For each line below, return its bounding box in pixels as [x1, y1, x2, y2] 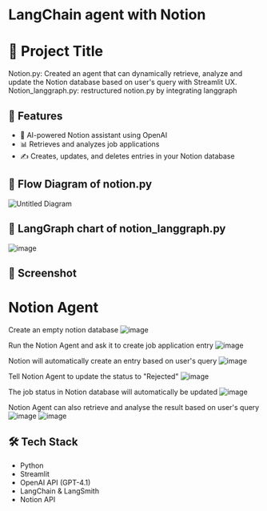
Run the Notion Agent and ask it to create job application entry [8, 340, 214, 350]
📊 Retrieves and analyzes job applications [19, 139, 160, 149]
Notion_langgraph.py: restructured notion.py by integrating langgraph [8, 86, 237, 95]
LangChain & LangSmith [19, 486, 100, 496]
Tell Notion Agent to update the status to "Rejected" [8, 371, 179, 381]
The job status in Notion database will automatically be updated [8, 387, 218, 396]
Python [19, 461, 44, 470]
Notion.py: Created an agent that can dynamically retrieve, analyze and [8, 69, 242, 78]
